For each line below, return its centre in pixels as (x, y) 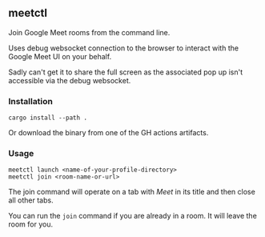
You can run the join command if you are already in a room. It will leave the (133, 216)
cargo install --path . (48, 118)
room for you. (31, 224)
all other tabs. (31, 200)
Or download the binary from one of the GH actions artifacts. (108, 133)
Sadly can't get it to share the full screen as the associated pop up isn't (126, 72)
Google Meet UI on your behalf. (60, 56)
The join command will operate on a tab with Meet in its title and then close (132, 192)
